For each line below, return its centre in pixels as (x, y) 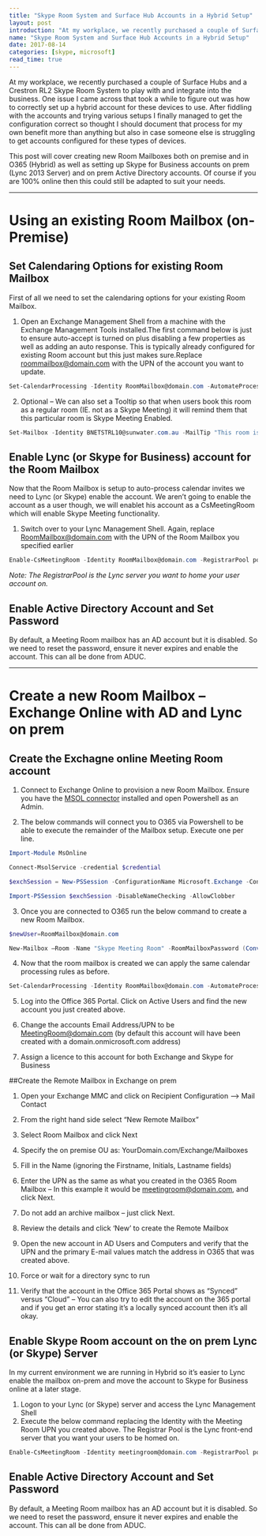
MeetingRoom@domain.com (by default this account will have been (130, 1033)
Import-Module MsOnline (48, 854)
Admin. (32, 807)
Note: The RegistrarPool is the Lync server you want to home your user (124, 575)
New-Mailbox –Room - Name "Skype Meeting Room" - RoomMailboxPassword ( (127, 948)
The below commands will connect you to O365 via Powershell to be (132, 822)
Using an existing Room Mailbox (116, 221)
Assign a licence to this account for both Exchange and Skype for (127, 1057)
